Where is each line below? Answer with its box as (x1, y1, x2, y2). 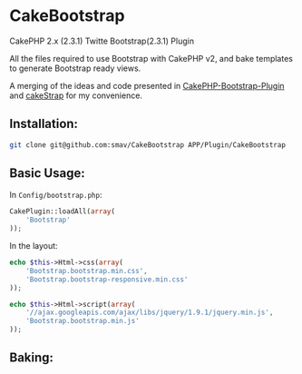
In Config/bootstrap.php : (9, 190, 102, 201)
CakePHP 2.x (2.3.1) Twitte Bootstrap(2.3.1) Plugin (9, 35, 195, 46)
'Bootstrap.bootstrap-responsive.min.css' (25, 274, 189, 284)
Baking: (9, 350, 54, 366)
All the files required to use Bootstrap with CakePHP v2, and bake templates (9, 53, 293, 64)
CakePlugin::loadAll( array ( (9, 207, 116, 216)
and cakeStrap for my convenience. (9, 90, 143, 101)
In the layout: (9, 241, 58, 251)
